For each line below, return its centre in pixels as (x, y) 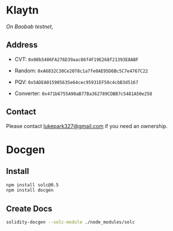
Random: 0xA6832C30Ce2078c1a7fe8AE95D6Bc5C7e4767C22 (81, 71)
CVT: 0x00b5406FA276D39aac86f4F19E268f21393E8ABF (77, 59)
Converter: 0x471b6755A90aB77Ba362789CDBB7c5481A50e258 (83, 93)
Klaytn (23, 10)
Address (22, 45)
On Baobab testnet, (30, 26)
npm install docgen (30, 190)
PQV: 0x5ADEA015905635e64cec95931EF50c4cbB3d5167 (77, 82)
